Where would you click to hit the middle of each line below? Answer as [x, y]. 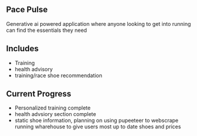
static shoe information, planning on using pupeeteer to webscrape [96, 121]
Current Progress [39, 94]
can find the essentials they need [47, 30]
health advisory [34, 69]
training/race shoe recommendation [58, 75]
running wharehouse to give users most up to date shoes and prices [98, 127]
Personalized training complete [52, 108]
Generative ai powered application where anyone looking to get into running [98, 24]
